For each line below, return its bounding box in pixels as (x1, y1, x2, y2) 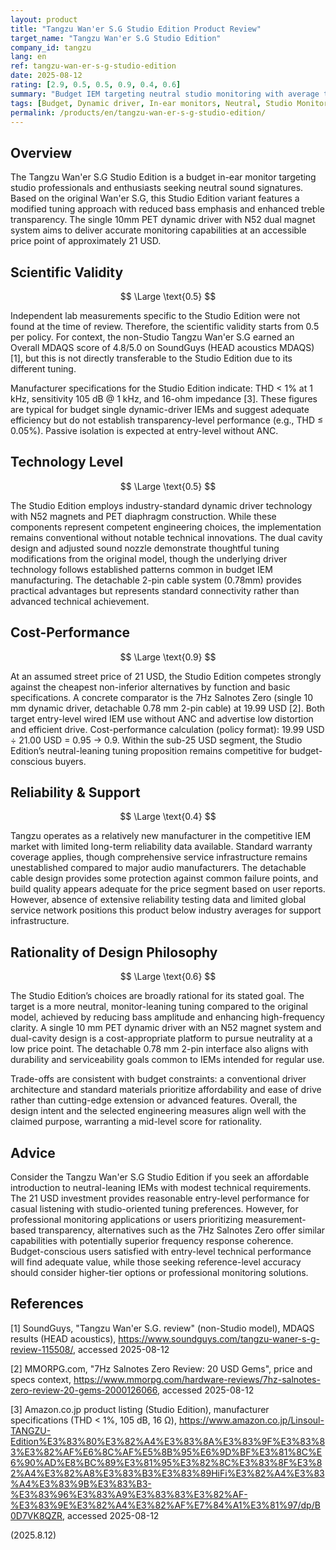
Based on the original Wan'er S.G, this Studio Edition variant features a (10, 192, 300, 205)
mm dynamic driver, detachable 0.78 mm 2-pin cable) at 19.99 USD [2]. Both (10, 702, 326, 714)
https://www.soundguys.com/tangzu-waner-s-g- (118, 1332, 320, 1345)
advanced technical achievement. (10, 595, 150, 607)
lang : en (10, 52, 47, 62)
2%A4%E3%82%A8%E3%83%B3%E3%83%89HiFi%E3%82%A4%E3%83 (10, 1467, 325, 1479)
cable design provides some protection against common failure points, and (10, 872, 319, 885)
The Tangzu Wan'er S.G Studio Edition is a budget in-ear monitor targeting (10, 171, 317, 183)
